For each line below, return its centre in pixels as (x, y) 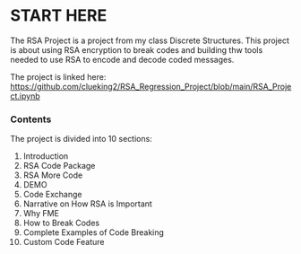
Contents (31, 119)
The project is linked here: (58, 76)
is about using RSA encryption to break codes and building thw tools (137, 49)
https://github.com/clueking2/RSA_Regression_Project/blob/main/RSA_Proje (151, 86)
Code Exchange (52, 195)
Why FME (41, 214)
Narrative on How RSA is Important (88, 204)
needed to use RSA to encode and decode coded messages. (122, 59)
